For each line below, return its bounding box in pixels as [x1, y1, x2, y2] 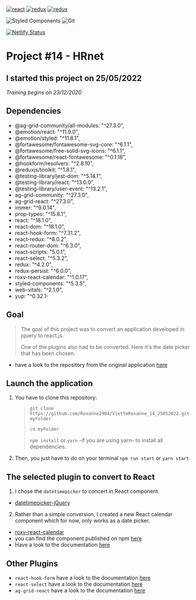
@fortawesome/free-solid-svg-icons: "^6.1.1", [14, 147, 126, 154]
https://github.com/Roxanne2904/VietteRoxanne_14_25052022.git [29, 411, 190, 417]
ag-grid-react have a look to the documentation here [14, 587, 146, 594]
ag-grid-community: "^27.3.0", [14, 191, 89, 199]
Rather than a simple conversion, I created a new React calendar [14, 511, 173, 518]
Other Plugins [6, 558, 58, 568]
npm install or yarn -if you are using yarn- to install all [29, 437, 163, 444]
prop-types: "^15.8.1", [14, 210, 67, 217]
